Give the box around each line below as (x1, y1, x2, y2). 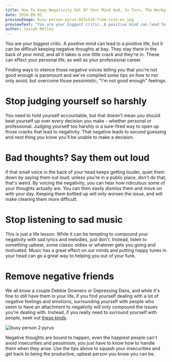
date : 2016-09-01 (5, 12, 42, 17)
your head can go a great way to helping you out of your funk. (5, 253, 136, 259)
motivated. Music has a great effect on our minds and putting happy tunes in (5, 247, 167, 253)
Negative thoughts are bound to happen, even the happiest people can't (5, 334, 158, 341)
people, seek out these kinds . (5, 314, 68, 321)
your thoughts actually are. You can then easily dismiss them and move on (5, 185, 162, 191)
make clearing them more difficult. (5, 196, 78, 202)
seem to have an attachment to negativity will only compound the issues (5, 304, 158, 310)
